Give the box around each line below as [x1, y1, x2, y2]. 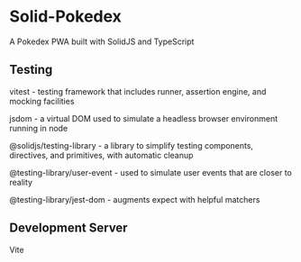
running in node [9, 122, 68, 133]
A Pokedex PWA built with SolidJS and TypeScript [9, 36, 195, 47]
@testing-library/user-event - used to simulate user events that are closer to [9, 167, 293, 177]
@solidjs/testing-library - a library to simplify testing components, [9, 140, 254, 150]
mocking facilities [9, 95, 75, 106]
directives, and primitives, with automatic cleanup [9, 149, 194, 160]
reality [9, 176, 33, 187]
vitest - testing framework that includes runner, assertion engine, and [9, 86, 267, 96]
